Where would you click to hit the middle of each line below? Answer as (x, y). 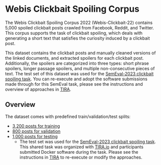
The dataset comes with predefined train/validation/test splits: (68, 117)
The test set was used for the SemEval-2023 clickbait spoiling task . (88, 141)
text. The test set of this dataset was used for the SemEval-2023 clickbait (79, 73)
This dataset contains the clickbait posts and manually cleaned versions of (80, 53)
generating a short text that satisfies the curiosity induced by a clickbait (78, 38)
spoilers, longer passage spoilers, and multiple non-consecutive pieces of (80, 68)
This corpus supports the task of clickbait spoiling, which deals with (74, 33)
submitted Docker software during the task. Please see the (79, 152)
